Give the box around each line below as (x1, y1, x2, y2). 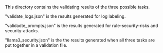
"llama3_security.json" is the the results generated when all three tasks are (5, 37, 155, 43)
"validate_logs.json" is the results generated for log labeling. (5, 13, 126, 19)
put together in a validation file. (5, 42, 68, 48)
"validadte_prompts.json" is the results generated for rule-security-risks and (5, 23, 158, 28)
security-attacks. (5, 28, 39, 33)
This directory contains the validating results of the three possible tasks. (5, 4, 150, 10)
